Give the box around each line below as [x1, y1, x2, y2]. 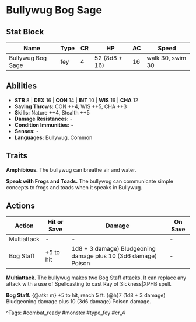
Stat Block [6, 27, 44, 37]
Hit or [47, 218, 64, 226]
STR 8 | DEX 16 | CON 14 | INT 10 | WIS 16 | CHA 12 [14, 96, 139, 103]
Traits [6, 151, 28, 161]
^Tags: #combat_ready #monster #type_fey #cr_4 [6, 309, 125, 316]
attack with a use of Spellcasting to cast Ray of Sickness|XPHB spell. [6, 281, 172, 288]
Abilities [6, 81, 37, 91]
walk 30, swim [146, 54, 187, 62]
